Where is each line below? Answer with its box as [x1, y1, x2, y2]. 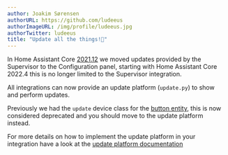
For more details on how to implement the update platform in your [7, 133, 196, 141]
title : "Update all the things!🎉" [7, 36, 108, 43]
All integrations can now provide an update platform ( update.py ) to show [7, 83, 215, 92]
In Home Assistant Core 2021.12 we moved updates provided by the [7, 55, 202, 63]
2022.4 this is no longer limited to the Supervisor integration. [7, 70, 183, 79]
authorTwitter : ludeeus [7, 29, 77, 37]
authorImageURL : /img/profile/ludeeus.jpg [7, 23, 132, 30]
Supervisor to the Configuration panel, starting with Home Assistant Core [7, 63, 218, 71]
